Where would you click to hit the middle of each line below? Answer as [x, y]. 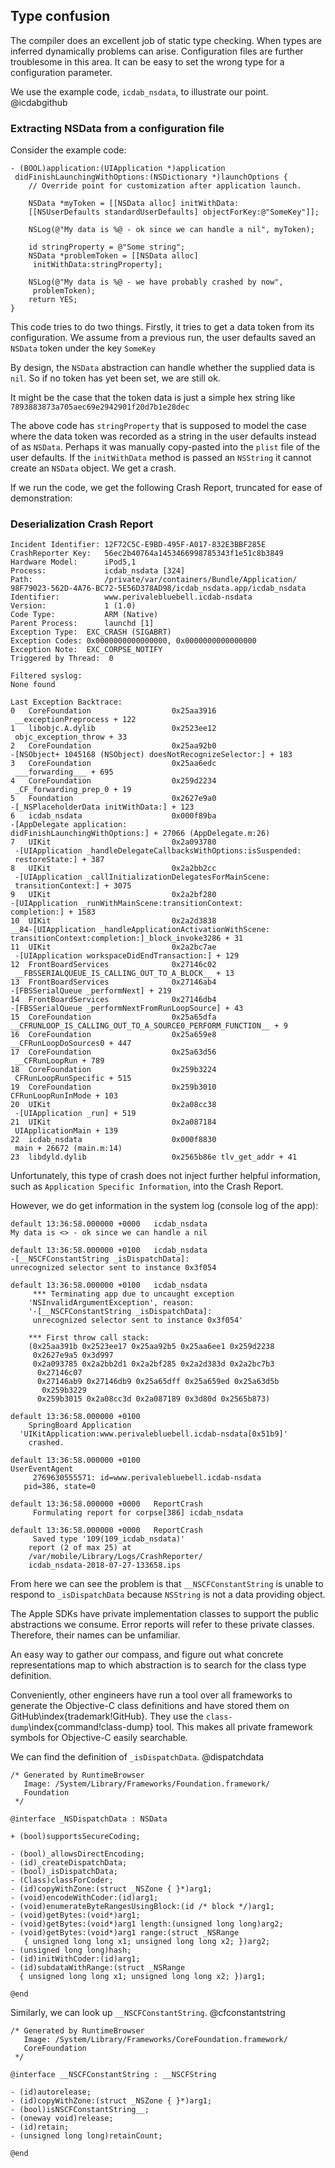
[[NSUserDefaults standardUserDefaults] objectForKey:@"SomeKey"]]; [174, 212]
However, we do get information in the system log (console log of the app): [164, 1206]
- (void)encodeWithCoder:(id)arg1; [84, 1898]
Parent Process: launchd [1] [82, 624]
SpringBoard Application [80, 1425]
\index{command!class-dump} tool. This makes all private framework [170, 1727]
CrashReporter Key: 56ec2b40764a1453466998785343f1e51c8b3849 [147, 554]
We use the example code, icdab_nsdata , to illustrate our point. [139, 91]
